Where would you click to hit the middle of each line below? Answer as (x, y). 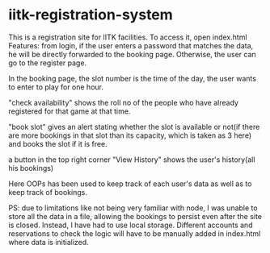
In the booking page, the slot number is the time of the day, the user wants (133, 78)
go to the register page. (48, 63)
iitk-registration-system (91, 15)
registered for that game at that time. (70, 111)
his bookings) (31, 168)
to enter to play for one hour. (56, 87)
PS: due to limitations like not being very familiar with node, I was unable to (133, 208)
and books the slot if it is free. (58, 143)
